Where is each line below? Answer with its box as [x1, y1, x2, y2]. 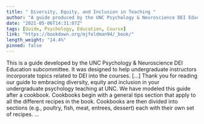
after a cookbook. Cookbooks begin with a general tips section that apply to [6, 91, 196, 99]
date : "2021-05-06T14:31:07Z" [6, 20, 83, 26]
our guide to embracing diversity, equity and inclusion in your [6, 78, 160, 85]
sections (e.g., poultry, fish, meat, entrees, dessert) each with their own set [6, 104, 194, 111]
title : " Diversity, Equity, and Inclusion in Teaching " [6, 8, 156, 15]
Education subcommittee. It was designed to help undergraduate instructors [6, 65, 197, 73]
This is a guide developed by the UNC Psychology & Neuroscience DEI [6, 59, 183, 67]
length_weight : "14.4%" [6, 37, 67, 43]
